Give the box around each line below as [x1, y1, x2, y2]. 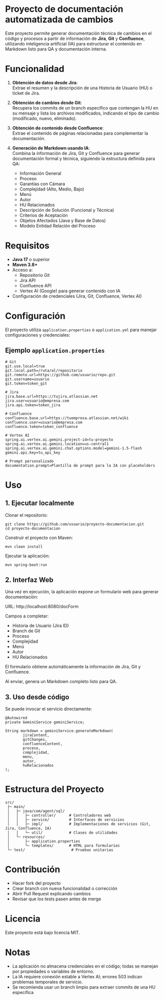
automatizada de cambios [5, 14, 113, 25]
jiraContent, [23, 733, 50, 738]
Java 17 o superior [12, 256, 50, 262]
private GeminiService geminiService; [5, 720, 85, 725]
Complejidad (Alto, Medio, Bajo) [19, 186, 85, 192]
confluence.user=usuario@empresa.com [5, 420, 83, 425]
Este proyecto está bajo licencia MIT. [5, 929, 80, 935]
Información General [19, 170, 62, 176]
